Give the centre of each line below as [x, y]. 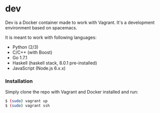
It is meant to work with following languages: [51, 37]
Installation [19, 81]
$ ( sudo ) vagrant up [27, 101]
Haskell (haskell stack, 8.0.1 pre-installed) [55, 63]
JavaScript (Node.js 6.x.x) [39, 68]
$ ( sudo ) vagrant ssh [28, 106]
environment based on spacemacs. [41, 27]
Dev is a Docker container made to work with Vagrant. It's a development [80, 22]
